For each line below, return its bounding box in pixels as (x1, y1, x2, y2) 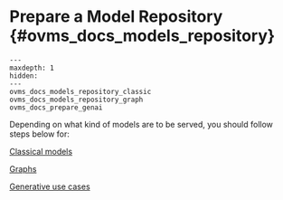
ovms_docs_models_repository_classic (9, 87, 152, 96)
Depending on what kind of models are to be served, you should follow (9, 119, 274, 129)
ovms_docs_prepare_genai (9, 102, 103, 112)
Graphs (9, 163, 37, 174)
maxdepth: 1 (9, 63, 54, 72)
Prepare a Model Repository (9, 6, 223, 27)
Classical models (9, 146, 73, 157)
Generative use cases (9, 181, 90, 192)
